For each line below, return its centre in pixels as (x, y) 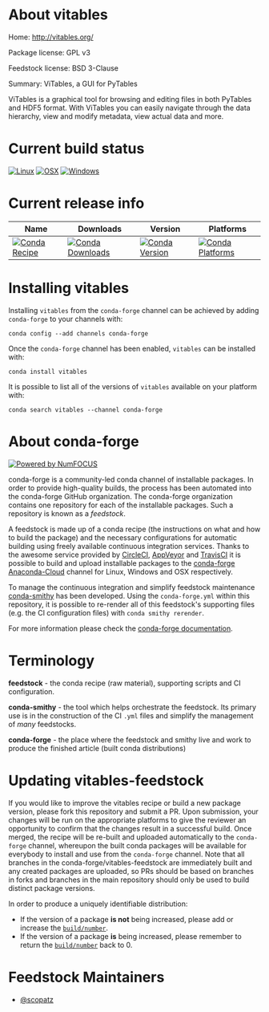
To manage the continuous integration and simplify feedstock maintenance (132, 587)
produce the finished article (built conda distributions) (97, 748)
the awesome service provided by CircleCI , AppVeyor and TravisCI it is (125, 555)
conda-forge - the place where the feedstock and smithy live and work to (130, 739)
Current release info (76, 203)
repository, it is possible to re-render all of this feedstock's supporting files (131, 604)
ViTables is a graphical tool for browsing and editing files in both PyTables (130, 99)
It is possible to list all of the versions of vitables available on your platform (133, 386)
